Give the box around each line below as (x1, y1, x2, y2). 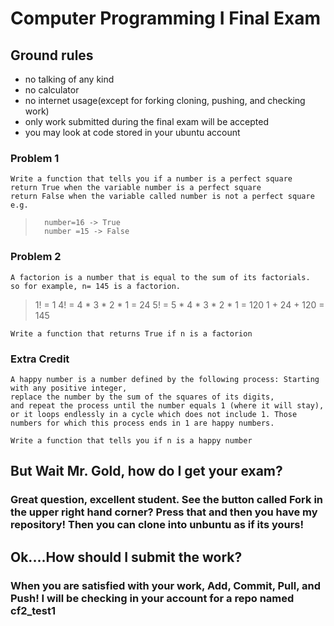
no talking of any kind (24, 73, 115, 85)
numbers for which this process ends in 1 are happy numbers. (10, 418, 275, 428)
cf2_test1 (10, 603, 57, 617)
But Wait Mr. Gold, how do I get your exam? (10, 463, 283, 480)
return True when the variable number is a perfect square (10, 183, 262, 193)
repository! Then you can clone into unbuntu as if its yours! (10, 518, 305, 532)
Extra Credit (10, 352, 70, 366)
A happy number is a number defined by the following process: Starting (10, 374, 320, 384)
